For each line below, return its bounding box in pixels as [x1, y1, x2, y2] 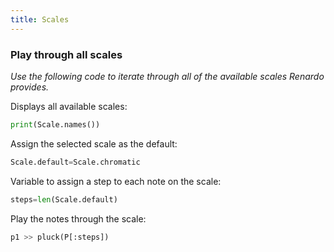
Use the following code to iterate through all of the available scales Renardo [10, 70, 325, 82]
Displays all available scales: [10, 100, 128, 112]
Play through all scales [10, 47, 123, 61]
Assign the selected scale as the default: [10, 137, 178, 150]
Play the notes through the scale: [10, 212, 147, 225]
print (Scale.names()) [10, 119, 101, 130]
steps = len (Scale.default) [10, 194, 118, 205]
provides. [10, 81, 50, 93]
